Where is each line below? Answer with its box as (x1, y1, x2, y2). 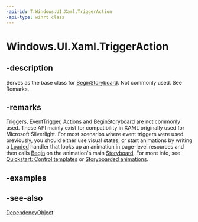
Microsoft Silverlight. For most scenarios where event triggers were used (6, 131, 184, 138)
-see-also (6, 193, 43, 203)
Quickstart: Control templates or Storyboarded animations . (6, 156, 149, 163)
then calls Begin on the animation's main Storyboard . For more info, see (6, 149, 181, 157)
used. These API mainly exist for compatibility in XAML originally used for (6, 124, 185, 131)
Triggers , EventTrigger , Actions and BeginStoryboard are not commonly (6, 118, 181, 125)
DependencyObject (6, 208, 54, 216)
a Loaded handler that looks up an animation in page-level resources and (6, 143, 184, 150)
